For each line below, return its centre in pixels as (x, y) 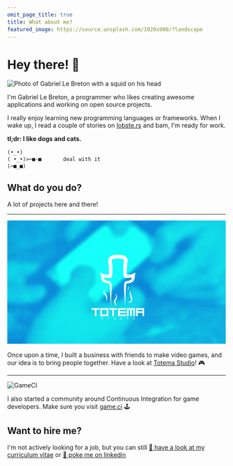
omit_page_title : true (40, 15)
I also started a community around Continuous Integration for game (103, 399)
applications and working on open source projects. (80, 105)
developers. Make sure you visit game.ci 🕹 (69, 406)
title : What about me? (40, 22)
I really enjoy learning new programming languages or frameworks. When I (114, 118)
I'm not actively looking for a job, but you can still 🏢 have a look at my (106, 447)
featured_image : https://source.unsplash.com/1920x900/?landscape (105, 29)
